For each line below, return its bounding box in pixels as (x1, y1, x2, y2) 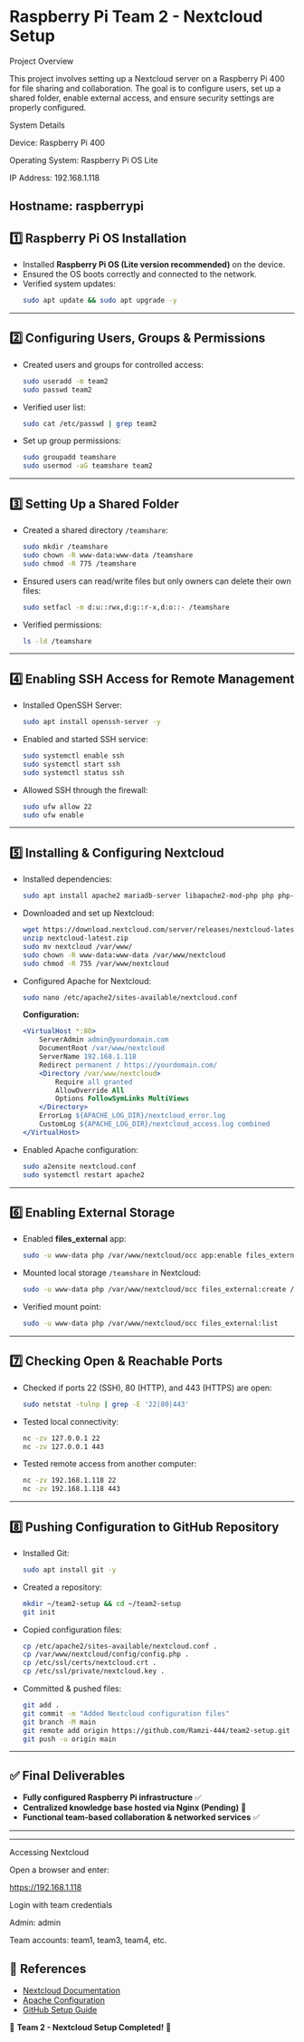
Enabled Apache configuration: (22, 1144, 138, 1155)
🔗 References (9, 1960, 87, 1977)
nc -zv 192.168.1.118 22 (22, 1476, 117, 1486)
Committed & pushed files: (22, 1683, 122, 1694)
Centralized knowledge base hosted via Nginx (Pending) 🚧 (22, 1802, 247, 1814)
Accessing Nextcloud (9, 1847, 90, 1858)
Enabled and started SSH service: (22, 734, 148, 745)
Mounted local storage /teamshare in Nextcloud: (22, 1267, 202, 1279)
